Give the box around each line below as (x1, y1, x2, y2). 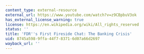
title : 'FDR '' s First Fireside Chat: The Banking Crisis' (5, 31, 132, 37)
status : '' (5, 27, 29, 32)
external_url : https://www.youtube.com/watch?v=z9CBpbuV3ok (5, 12, 137, 17)
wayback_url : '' (5, 41, 40, 46)
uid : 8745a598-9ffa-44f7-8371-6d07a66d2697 (5, 37, 100, 42)
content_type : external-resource (5, 7, 77, 13)
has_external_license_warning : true (5, 17, 84, 22)
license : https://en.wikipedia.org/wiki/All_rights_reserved (5, 22, 139, 27)
